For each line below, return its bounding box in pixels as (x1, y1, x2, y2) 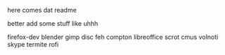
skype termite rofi (7, 40, 59, 48)
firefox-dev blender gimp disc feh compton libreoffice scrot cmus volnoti (7, 33, 219, 41)
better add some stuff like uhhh (7, 19, 99, 27)
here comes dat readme (7, 6, 77, 14)
